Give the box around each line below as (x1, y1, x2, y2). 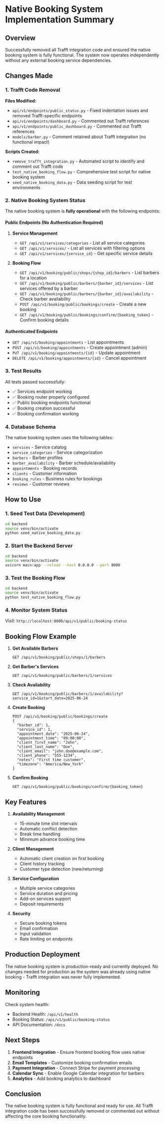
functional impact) (12, 139, 50, 145)
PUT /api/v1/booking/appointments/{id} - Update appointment (12, 350, 141, 356)
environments (12, 184, 41, 190)
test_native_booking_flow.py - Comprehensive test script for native (12, 168, 151, 174)
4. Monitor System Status (5, 607, 68, 613)
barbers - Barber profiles (12, 455, 63, 460)
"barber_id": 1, (17, 723, 50, 728)
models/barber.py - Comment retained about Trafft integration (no (12, 134, 146, 140)
